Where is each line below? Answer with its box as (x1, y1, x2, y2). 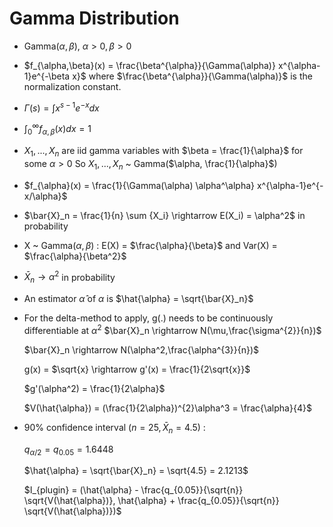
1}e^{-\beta (23, 70, 71, 82)
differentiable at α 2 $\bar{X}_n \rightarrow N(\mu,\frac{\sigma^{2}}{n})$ (23, 323, 322, 336)
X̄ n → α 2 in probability (23, 269, 116, 286)
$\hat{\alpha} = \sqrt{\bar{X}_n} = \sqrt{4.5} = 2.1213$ (23, 465, 249, 477)
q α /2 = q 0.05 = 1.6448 (23, 443, 114, 457)
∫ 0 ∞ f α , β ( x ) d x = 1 (23, 121, 92, 137)
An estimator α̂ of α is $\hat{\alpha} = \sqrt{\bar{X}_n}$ (23, 293, 254, 305)
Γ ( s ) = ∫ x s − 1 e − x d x (23, 100, 100, 114)
